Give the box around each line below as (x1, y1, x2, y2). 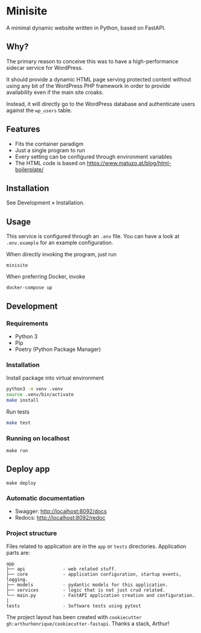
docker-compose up (6, 285, 52, 291)
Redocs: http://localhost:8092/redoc (14, 514, 105, 521)
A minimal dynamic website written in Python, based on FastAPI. (6, 24, 166, 31)
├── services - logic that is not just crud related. (6, 587, 165, 593)
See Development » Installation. (6, 199, 85, 206)
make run (6, 447, 28, 453)
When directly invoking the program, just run (6, 251, 117, 258)
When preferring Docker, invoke (6, 273, 85, 280)
